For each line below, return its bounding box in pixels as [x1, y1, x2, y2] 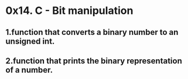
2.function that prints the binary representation [5, 56, 182, 66]
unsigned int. [5, 36, 55, 46]
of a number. [5, 65, 53, 75]
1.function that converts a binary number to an [5, 27, 179, 37]
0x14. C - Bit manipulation [5, 4, 134, 17]
